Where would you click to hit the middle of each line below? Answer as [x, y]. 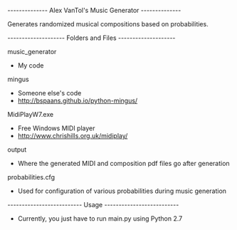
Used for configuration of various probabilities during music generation [122, 191]
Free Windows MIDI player [56, 128]
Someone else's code [49, 93]
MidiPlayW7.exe [31, 114]
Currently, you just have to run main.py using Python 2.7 [100, 219]
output [17, 150]
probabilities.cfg [31, 177]
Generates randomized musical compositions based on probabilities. [108, 24]
